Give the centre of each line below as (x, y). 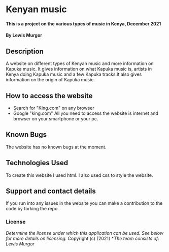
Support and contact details (51, 191)
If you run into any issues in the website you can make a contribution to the (84, 203)
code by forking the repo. (32, 209)
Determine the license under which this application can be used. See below (85, 233)
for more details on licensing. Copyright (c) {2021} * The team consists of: (82, 238)
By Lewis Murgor (24, 35)
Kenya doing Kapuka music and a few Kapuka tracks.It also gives (74, 74)
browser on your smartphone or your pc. (56, 119)
